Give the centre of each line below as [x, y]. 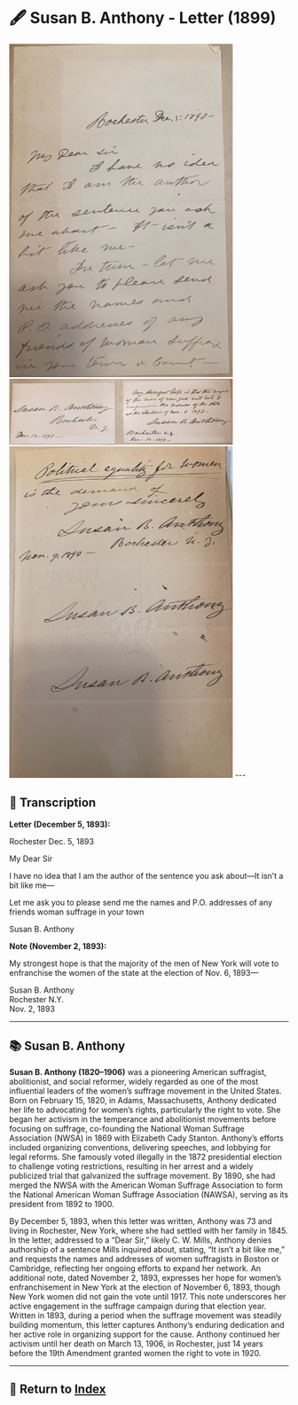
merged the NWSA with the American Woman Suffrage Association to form [146, 1185]
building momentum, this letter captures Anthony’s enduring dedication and [147, 1324]
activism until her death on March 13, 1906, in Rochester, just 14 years [136, 1343]
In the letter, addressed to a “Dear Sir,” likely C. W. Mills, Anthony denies [141, 1240]
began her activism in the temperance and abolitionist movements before [143, 1119]
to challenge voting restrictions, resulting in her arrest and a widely [131, 1166]
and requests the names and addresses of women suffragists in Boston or [144, 1259]
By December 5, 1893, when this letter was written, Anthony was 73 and [141, 1221]
